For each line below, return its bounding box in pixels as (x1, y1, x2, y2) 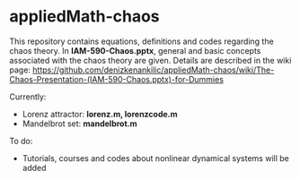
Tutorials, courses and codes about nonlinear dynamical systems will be (22, 152, 289, 163)
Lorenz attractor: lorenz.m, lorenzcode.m (22, 108, 178, 119)
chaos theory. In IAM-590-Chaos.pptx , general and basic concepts (9, 45, 261, 56)
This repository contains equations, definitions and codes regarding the (9, 36, 274, 47)
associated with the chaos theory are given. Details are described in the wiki (9, 55, 292, 65)
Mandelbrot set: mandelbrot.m (22, 118, 137, 129)
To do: (9, 135, 33, 146)
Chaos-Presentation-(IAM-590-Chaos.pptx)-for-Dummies (9, 73, 225, 84)
